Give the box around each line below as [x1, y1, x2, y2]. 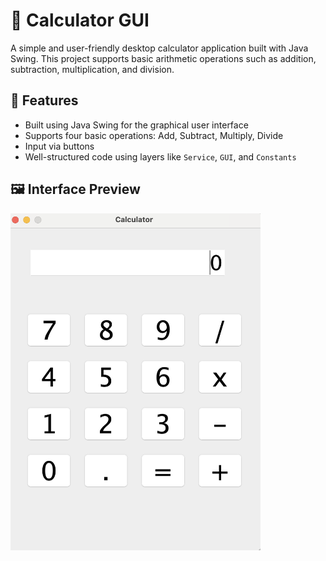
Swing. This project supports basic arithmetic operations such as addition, [10, 52, 317, 64]
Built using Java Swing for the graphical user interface [24, 119, 249, 131]
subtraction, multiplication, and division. [10, 63, 175, 75]
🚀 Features [10, 92, 79, 109]
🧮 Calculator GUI [10, 9, 150, 32]
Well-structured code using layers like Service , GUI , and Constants [24, 150, 297, 163]
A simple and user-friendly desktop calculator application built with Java [10, 42, 309, 54]
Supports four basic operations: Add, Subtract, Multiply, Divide [24, 129, 284, 141]
